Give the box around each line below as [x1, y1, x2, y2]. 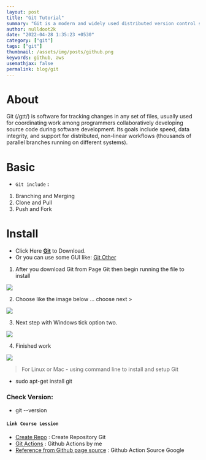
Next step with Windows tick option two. [15, 319, 118, 326]
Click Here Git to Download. [15, 247, 86, 255]
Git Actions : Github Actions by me [15, 440, 102, 447]
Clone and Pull [15, 199, 52, 206]
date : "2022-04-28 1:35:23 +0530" [6, 32, 95, 38]
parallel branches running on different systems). [6, 139, 128, 146]
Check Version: [6, 393, 53, 402]
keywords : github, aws [6, 55, 64, 61]
